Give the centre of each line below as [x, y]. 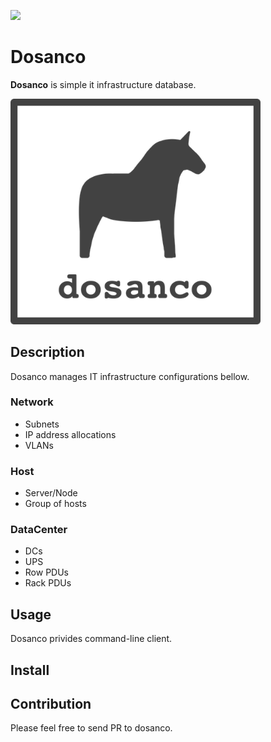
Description [47, 352]
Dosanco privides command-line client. [91, 639]
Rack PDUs [48, 583]
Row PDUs [46, 572]
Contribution [51, 704]
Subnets [42, 424]
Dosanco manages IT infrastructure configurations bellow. [130, 376]
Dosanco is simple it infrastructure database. [103, 84]
